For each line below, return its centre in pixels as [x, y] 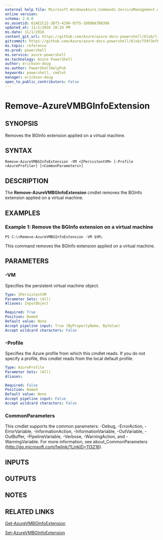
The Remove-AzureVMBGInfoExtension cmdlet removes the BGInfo [73, 193]
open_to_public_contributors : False [42, 82]
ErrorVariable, [19, 431]
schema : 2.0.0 [19, 18]
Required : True [20, 312]
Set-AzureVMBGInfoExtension [35, 533]
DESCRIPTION [27, 181]
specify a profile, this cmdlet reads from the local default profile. [69, 358]
